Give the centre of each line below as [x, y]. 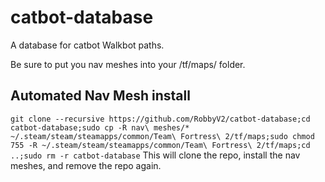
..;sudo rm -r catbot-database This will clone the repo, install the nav [155, 155]
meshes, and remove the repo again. [86, 165]
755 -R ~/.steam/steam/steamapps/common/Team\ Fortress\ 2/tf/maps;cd [160, 145]
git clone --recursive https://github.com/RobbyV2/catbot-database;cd [160, 119]
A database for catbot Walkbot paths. [87, 45]
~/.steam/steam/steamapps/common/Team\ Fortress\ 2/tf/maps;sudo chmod [162, 136]
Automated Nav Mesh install [100, 96]
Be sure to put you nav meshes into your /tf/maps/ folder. [128, 64]
